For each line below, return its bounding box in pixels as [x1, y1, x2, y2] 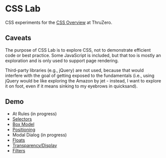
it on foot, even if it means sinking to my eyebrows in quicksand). [5, 83, 138, 89]
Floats [12, 137, 25, 143]
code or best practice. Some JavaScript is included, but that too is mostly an [5, 52, 161, 58]
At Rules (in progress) [12, 110, 57, 117]
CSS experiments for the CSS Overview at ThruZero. [5, 19, 112, 25]
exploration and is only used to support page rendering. [5, 58, 119, 64]
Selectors [12, 116, 32, 122]
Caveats [5, 34, 31, 42]
